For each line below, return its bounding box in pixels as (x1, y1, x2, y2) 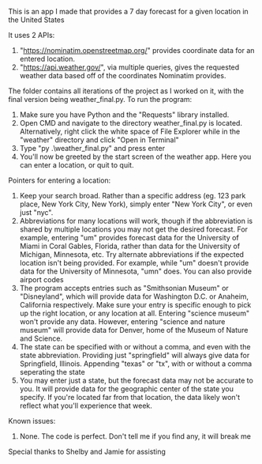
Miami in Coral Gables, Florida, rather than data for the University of (19, 241, 241, 251)
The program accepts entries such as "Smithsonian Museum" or (19, 284, 229, 292)
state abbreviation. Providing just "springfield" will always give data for (19, 351, 250, 360)
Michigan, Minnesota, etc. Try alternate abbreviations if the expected (19, 250, 245, 259)
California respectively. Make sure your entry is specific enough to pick (19, 300, 252, 309)
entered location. (19, 55, 75, 63)
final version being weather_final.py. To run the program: (8, 95, 193, 104)
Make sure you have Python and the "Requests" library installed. (19, 110, 230, 119)
